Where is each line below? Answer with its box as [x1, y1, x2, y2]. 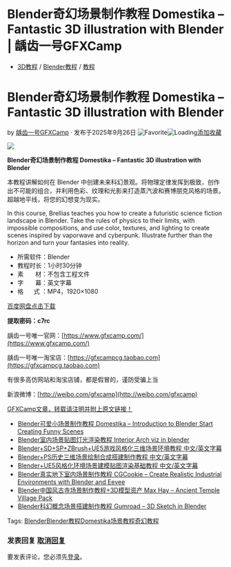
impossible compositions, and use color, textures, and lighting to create [7, 223, 210, 232]
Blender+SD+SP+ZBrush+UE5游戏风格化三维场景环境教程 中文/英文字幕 [17, 444, 222, 452]
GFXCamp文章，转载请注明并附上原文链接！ [7, 405, 133, 413]
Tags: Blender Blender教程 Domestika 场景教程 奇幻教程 [7, 517, 159, 525]
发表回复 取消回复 [7, 535, 66, 545]
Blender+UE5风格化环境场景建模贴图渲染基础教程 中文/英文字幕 [17, 461, 199, 470]
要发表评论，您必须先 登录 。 [7, 552, 86, 561]
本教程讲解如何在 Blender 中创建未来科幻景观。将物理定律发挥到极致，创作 [7, 178, 220, 186]
